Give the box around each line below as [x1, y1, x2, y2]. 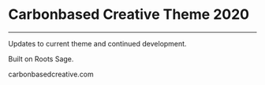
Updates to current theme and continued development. [8, 39, 187, 48]
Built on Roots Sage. [8, 54, 74, 64]
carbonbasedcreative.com [8, 69, 95, 79]
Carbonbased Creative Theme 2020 [8, 6, 250, 24]
